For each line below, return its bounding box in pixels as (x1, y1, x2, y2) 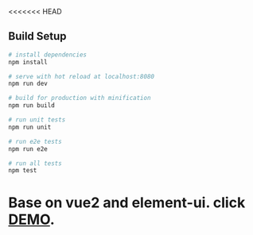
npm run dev (8, 79, 48, 88)
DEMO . (8, 210, 56, 229)
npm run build (8, 102, 56, 110)
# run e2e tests (8, 137, 62, 145)
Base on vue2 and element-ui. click (8, 194, 246, 211)
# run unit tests (8, 116, 66, 124)
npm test (8, 167, 37, 175)
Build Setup (8, 29, 67, 43)
